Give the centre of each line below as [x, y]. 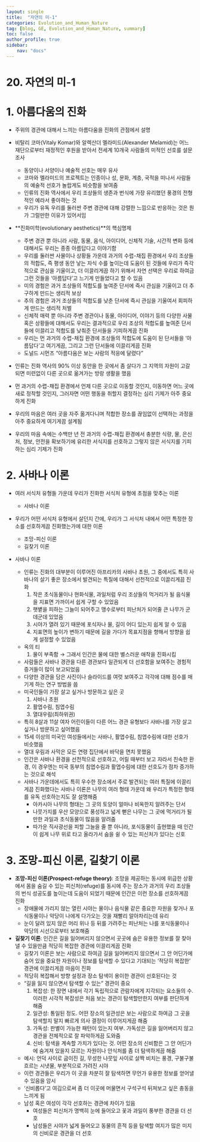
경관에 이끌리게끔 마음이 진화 [57, 968]
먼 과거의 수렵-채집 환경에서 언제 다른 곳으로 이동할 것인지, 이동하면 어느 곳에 [104, 386]
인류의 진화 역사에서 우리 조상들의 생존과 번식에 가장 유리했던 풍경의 [103, 192]
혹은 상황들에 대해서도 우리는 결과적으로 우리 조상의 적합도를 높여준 [102, 323]
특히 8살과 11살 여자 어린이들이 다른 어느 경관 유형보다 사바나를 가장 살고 [108, 721]
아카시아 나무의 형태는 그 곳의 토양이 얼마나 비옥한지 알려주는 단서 [109, 804]
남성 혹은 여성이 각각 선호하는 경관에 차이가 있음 [79, 1103]
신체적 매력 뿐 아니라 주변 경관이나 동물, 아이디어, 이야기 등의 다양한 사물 [108, 315]
